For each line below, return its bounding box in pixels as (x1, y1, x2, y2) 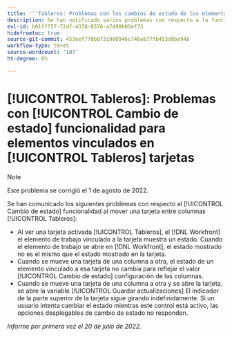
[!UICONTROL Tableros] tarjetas (7, 149, 195, 165)
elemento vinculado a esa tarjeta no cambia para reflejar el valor (17, 264, 200, 273)
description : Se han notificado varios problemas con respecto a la (7, 17, 209, 24)
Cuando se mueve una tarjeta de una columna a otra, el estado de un (17, 257, 214, 265)
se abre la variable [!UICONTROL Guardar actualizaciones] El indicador (17, 286, 220, 295)
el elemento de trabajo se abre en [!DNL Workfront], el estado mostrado (17, 242, 222, 251)
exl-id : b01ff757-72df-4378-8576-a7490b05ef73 (7, 23, 144, 30)
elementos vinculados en (7, 135, 155, 151)
